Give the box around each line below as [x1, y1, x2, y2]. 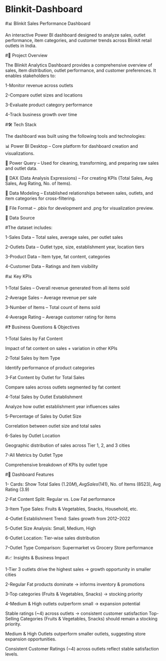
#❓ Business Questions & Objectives [5, 324, 80, 330]
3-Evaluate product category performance [5, 102, 92, 108]
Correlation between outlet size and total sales [5, 423, 101, 429]
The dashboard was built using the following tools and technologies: [5, 133, 146, 139]
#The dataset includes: [5, 224, 52, 230]
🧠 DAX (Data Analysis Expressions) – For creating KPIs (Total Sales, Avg [5, 175, 153, 181]
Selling [5, 615, 19, 621]
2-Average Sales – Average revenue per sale [5, 294, 96, 300]
